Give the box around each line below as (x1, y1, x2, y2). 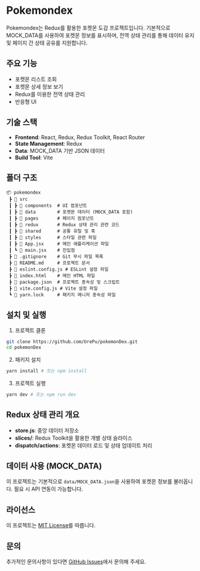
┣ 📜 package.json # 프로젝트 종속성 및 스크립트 (8, 280, 120, 285)
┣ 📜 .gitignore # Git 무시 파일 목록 (8, 254, 104, 260)
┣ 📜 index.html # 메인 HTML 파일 (8, 273, 96, 279)
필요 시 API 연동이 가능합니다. (14, 485, 83, 492)
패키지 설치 (14, 356, 41, 363)
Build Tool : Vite (14, 154, 53, 161)
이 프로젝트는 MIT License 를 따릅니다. (6, 522, 96, 529)
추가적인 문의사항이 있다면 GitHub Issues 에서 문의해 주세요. (6, 558, 147, 565)
